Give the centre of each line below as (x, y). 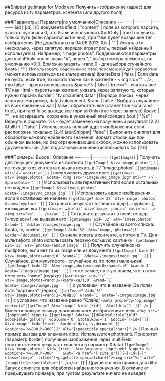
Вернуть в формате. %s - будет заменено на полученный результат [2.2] (82, 121)
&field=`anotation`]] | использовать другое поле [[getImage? (70, 173)
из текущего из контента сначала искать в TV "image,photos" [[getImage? (82, 168)
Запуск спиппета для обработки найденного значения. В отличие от (77, 368)
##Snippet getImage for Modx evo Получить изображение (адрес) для (78, 7)
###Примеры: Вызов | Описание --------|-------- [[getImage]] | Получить (82, 157)
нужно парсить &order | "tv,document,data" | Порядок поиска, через (77, 95)
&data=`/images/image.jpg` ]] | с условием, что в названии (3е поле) (79, 285)
